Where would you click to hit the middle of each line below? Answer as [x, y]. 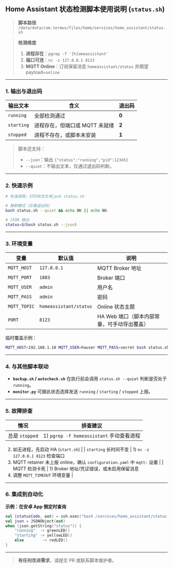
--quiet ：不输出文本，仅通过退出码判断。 [70, 166]
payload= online [43, 72]
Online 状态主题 [116, 307]
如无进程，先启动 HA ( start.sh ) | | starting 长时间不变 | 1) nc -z [81, 449]
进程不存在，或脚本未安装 [65, 135]
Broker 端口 [111, 278]
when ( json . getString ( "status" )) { [44, 526]
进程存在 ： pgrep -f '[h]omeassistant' [67, 54]
